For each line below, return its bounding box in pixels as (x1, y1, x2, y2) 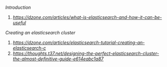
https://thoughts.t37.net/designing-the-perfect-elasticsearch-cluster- (12, 51, 159, 56)
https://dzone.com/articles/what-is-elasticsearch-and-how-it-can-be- (12, 14, 162, 20)
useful (12, 20, 27, 26)
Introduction (5, 5, 31, 10)
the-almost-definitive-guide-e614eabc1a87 (12, 56, 104, 62)
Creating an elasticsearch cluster (5, 30, 76, 35)
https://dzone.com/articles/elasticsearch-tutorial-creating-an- (12, 39, 145, 46)
